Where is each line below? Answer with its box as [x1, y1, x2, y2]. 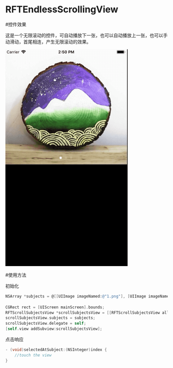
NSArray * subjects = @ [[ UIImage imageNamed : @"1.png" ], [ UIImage [5, 293, 146, 299]
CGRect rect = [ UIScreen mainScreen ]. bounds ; [5, 305, 105, 310]
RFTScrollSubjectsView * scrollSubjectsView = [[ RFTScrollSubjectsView [5, 310, 160, 315]
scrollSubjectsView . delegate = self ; [5, 321, 86, 326]
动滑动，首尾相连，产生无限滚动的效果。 [5, 39, 91, 45]
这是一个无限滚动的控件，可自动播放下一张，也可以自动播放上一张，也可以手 [5, 32, 168, 38]
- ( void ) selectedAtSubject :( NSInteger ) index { [5, 347, 107, 353]
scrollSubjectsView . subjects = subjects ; [5, 316, 96, 321]
